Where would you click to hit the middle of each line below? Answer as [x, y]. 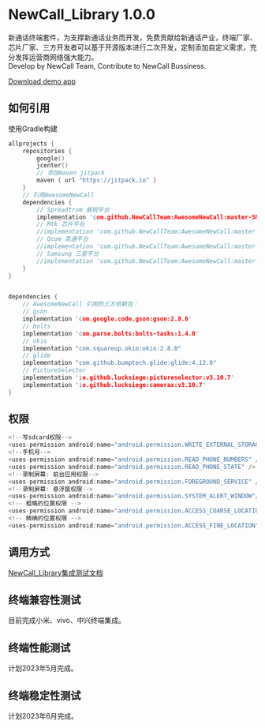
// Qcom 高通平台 [63, 239]
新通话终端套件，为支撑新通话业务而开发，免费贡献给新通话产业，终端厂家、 [132, 37]
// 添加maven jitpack [71, 173]
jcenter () [52, 166]
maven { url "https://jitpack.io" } [97, 180]
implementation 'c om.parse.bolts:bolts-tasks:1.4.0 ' [111, 333]
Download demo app [42, 81]
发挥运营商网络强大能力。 [56, 57]
